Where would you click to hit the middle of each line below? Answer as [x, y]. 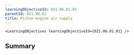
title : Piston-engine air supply [39, 18]
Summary [20, 46]
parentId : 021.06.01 [26, 14]
